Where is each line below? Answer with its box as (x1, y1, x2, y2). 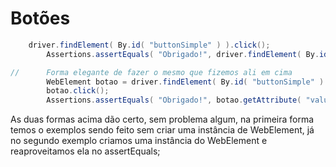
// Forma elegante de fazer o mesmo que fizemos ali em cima (10, 67, 293, 77)
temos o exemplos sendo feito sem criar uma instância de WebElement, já (10, 124, 315, 136)
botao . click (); (46, 86, 110, 96)
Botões (10, 7, 71, 30)
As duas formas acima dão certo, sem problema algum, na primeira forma (10, 113, 315, 126)
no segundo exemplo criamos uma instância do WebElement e (10, 135, 268, 147)
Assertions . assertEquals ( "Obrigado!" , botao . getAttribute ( (46, 95, 302, 106)
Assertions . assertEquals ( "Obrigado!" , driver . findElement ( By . (46, 49, 320, 59)
